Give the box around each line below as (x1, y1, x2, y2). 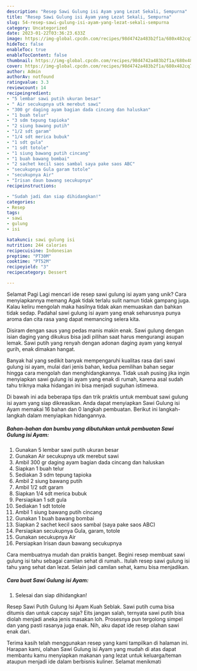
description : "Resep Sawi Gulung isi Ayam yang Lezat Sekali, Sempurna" (6, 8, 188, 15)
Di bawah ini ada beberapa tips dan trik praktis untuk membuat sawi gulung (6, 393, 189, 400)
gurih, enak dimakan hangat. (6, 345, 75, 352)
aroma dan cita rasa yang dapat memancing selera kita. (6, 315, 140, 322)
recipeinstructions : (6, 183, 57, 189)
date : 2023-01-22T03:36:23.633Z (6, 30, 85, 36)
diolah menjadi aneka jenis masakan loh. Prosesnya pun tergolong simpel (6, 615, 183, 622)
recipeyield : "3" (6, 264, 49, 270)
